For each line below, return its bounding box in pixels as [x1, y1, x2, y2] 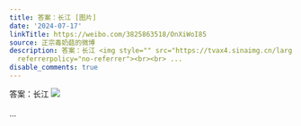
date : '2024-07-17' [9, 21, 83, 30]
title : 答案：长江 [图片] [9, 13, 97, 22]
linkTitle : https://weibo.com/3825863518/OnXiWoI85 [9, 29, 207, 38]
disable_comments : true [9, 63, 99, 72]
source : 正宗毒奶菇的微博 [9, 38, 96, 47]
